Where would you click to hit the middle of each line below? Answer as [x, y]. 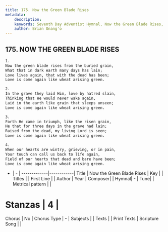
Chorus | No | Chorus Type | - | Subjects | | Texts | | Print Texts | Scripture [82, 219]
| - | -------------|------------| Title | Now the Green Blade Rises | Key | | [88, 173]
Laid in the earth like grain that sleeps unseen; [60, 103]
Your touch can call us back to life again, [53, 154]
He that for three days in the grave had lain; [56, 126]
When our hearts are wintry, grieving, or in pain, [61, 149]
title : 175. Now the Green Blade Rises [47, 10]
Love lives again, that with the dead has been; [57, 75]
